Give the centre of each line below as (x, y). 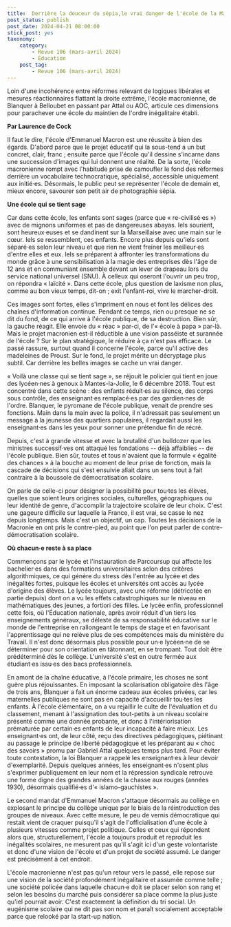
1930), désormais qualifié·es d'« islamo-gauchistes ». (83, 787)
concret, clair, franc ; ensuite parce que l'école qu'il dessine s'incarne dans (113, 154)
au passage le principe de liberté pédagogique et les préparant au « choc (111, 743)
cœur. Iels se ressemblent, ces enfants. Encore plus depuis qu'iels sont (108, 239)
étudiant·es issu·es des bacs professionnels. (70, 664)
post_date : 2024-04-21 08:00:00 (53, 26)
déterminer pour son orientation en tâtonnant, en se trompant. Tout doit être (114, 649)
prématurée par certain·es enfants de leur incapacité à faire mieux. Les (108, 729)
